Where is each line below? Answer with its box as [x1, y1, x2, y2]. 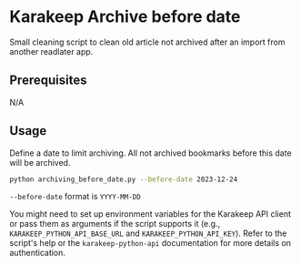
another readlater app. [9, 46, 94, 56]
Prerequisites [9, 73, 87, 88]
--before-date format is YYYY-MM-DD [9, 191, 141, 202]
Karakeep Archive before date [9, 6, 241, 27]
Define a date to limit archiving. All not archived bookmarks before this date [9, 148, 293, 158]
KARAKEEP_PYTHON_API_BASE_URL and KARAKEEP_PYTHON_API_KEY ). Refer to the [9, 228, 287, 239]
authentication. [9, 248, 66, 259]
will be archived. [9, 157, 71, 168]
